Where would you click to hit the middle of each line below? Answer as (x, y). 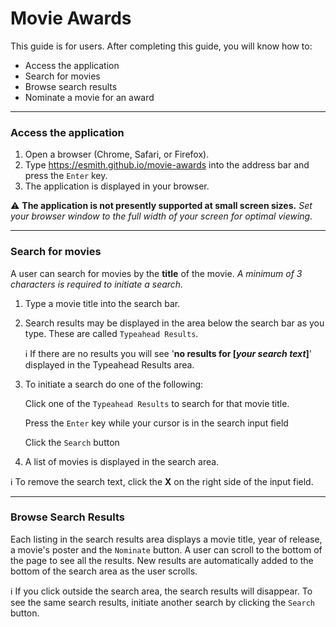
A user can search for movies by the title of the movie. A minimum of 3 (156, 273)
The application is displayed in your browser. (117, 186)
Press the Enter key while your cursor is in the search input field (156, 423)
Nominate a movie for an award (89, 97)
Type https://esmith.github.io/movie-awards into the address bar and (167, 165)
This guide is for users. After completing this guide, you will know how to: (161, 46)
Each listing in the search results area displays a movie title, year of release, (166, 539)
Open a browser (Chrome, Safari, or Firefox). (117, 154)
